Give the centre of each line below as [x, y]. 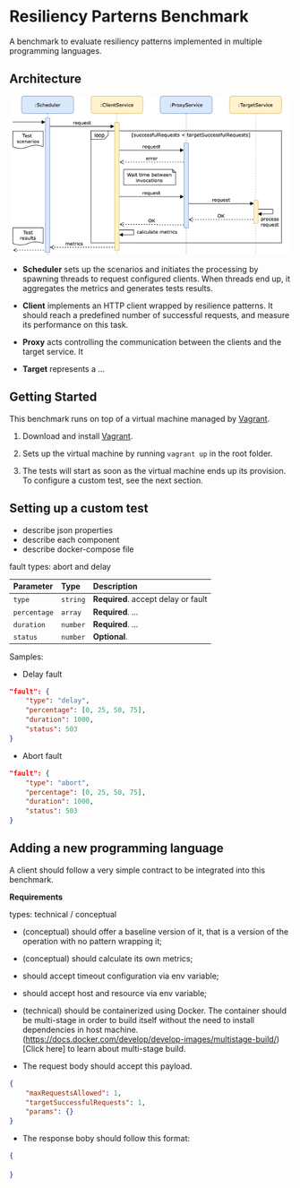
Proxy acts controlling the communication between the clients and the [152, 341]
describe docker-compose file [78, 549]
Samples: [26, 657]
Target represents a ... [64, 368]
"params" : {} [50, 1112]
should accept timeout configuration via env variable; [120, 976]
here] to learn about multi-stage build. [116, 1048]
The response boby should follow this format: [106, 1139]
